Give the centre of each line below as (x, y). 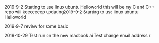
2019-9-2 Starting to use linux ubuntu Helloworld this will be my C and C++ (79, 7)
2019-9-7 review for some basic (37, 26)
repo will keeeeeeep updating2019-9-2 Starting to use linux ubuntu (72, 12)
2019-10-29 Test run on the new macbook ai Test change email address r (78, 36)
